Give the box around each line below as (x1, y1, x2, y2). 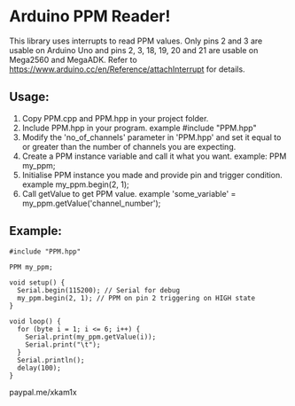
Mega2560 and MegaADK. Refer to (9, 54, 137, 65)
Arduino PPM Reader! (9, 6, 171, 27)
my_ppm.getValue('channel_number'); (21, 198, 161, 208)
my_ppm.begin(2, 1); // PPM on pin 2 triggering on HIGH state (17, 293, 255, 302)
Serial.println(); (17, 355, 86, 364)
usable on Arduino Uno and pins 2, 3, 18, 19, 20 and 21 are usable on (9, 44, 259, 55)
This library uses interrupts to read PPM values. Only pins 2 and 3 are (9, 35, 263, 46)
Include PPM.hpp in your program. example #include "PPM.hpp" (21, 122, 257, 133)
